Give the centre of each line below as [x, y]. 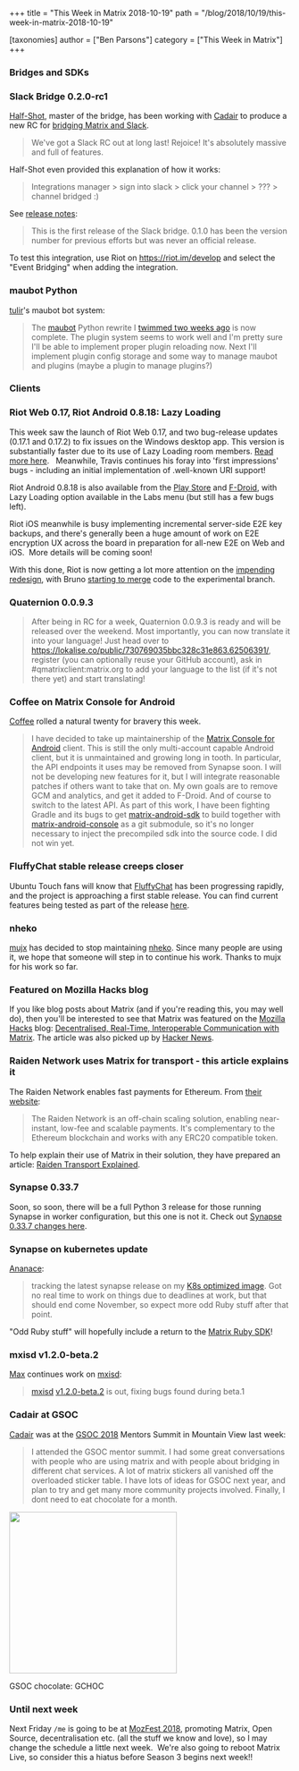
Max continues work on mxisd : [66, 1374]
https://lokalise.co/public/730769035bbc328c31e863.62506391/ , [151, 650]
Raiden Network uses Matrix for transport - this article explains [149, 1061]
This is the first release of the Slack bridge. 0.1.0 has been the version [159, 231]
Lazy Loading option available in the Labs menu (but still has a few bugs [141, 496]
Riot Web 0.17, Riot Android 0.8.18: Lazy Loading [115, 412]
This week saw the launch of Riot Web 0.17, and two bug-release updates [144, 432]
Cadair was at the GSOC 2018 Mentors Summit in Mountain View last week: [148, 1434]
